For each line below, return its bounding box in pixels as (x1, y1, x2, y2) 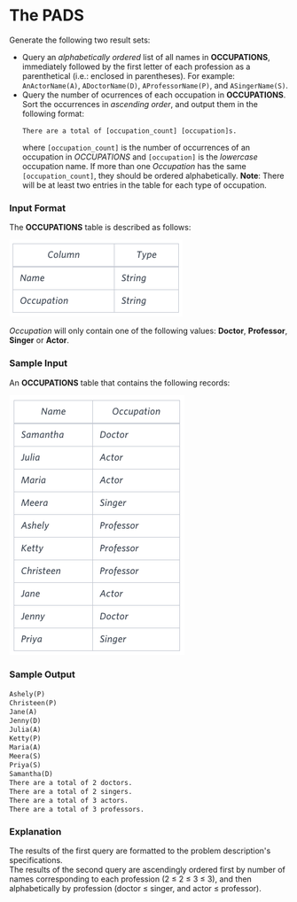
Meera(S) (9, 751, 42, 760)
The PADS (9, 5, 84, 26)
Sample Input (9, 357, 68, 369)
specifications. (9, 855, 64, 866)
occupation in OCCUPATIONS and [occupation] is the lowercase (21, 152, 259, 162)
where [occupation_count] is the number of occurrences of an (21, 142, 251, 152)
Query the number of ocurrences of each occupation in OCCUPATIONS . (21, 89, 286, 100)
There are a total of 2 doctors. (9, 778, 133, 787)
